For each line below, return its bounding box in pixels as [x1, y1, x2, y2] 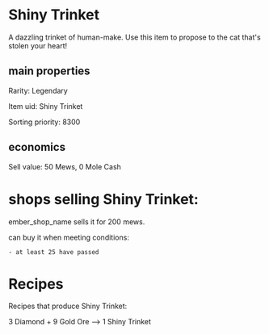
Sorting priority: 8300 [8, 117, 81, 127]
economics [8, 140, 66, 154]
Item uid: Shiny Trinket [8, 101, 83, 111]
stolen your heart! [8, 40, 67, 50]
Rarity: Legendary [8, 86, 69, 95]
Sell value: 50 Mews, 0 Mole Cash [8, 161, 121, 171]
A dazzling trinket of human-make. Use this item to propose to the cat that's [8, 32, 261, 42]
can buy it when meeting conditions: [8, 232, 129, 242]
